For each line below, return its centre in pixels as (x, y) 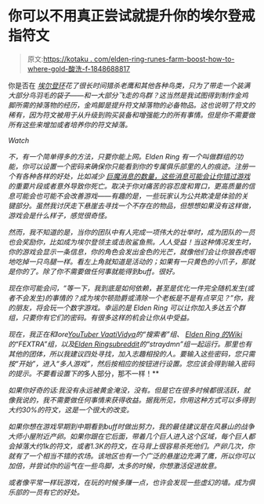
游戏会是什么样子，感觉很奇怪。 (60, 215)
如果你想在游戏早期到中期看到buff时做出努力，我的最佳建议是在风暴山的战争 (131, 426)
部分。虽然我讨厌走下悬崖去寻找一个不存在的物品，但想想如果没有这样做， (135, 206)
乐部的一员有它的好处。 (46, 492)
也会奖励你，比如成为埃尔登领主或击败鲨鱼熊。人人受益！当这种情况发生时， (132, 242)
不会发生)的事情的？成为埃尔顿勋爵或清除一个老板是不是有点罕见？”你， (131, 298)
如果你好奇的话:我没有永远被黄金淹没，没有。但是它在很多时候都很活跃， (126, 390)
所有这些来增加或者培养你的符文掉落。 (70, 124)
